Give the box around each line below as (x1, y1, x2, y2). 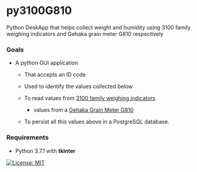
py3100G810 (6, 4, 72, 18)
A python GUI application (15, 59, 78, 67)
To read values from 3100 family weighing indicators (24, 95, 156, 102)
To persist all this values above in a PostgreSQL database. (24, 118, 170, 125)
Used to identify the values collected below (24, 83, 133, 90)
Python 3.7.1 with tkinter (15, 147, 76, 154)
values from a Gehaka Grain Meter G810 (33, 106, 134, 114)
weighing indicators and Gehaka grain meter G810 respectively (6, 30, 164, 37)
